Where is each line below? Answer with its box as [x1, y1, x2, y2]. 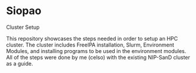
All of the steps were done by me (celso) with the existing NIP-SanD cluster [6, 54, 191, 61]
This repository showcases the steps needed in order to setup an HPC [6, 35, 178, 42]
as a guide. [6, 60, 34, 67]
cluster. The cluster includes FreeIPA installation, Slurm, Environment [6, 41, 175, 48]
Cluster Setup [6, 24, 40, 31]
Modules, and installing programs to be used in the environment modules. [6, 47, 186, 54]
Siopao [6, 4, 42, 18]
